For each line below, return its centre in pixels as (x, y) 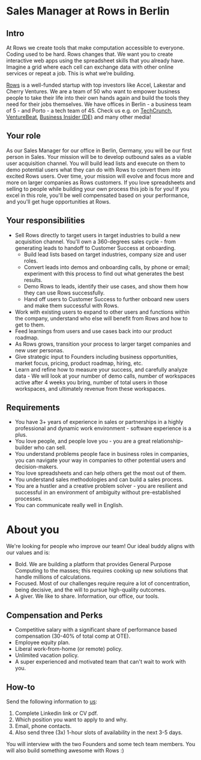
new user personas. (39, 350)
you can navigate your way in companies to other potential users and (100, 460)
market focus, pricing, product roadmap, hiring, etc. (79, 363)
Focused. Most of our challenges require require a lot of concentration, (103, 584)
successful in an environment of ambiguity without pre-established (98, 493)
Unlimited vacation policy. (47, 655)
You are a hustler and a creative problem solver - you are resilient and (101, 486)
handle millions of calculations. (53, 577)
